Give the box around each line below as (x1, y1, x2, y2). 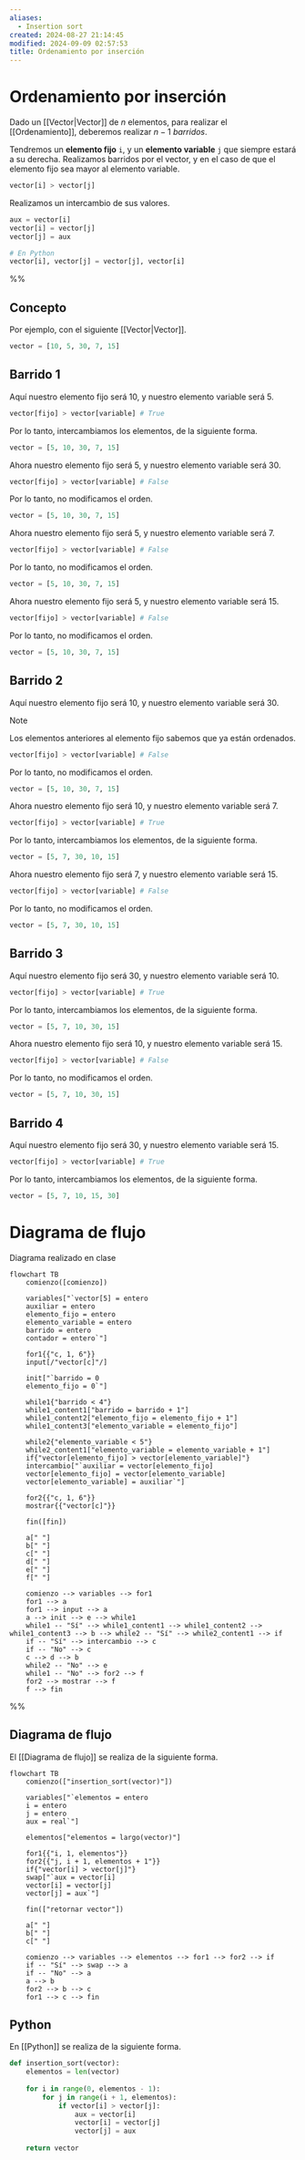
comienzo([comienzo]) (25, 1277, 107, 1287)
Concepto (9, 300, 66, 315)
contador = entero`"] (25, 1333, 107, 1343)
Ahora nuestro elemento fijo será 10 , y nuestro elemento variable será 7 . (9, 801, 279, 811)
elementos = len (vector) (25, 2067, 120, 2077)
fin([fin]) (25, 1517, 67, 1526)
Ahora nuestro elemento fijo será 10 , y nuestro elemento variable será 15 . (9, 1039, 283, 1049)
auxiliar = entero (25, 1301, 96, 1311)
